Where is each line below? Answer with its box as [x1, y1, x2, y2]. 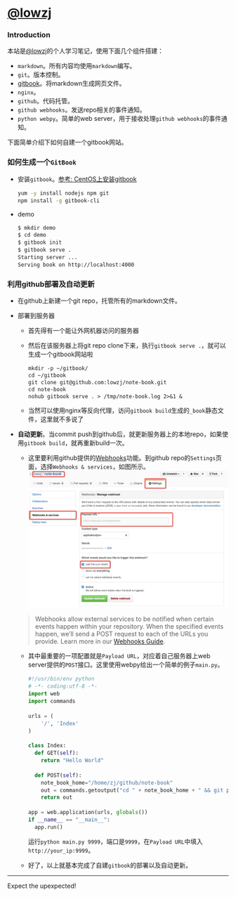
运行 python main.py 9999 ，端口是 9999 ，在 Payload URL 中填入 [27, 837, 204, 846]
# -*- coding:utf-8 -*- [27, 683, 98, 690]
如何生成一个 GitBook [7, 157, 77, 167]
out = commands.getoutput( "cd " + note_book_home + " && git [41, 787, 223, 794]
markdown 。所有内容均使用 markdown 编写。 [17, 62, 136, 70]
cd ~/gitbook [27, 372, 67, 379]
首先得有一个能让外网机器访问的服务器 [27, 327, 139, 335]
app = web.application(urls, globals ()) [27, 809, 148, 816]
